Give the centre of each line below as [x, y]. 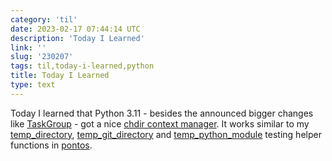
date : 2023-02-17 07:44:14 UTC [75, 29]
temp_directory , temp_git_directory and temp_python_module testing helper [166, 134]
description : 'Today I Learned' [77, 38]
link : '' [28, 47]
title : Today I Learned [60, 76]
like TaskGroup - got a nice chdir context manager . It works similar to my [160, 123]
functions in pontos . [51, 145]
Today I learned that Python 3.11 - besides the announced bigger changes [162, 113]
